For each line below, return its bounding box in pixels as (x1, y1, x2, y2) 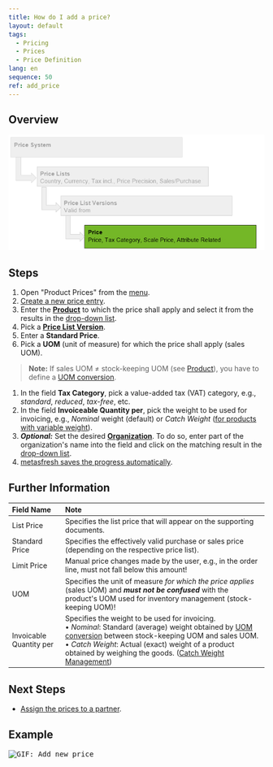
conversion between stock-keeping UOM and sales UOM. (64, 630, 259, 640)
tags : (8, 30, 27, 38)
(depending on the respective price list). (64, 545, 199, 555)
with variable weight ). (19, 422, 93, 432)
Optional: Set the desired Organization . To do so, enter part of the (19, 431, 245, 441)
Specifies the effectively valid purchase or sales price (64, 536, 244, 546)
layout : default (8, 21, 63, 30)
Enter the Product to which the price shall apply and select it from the (19, 305, 254, 314)
